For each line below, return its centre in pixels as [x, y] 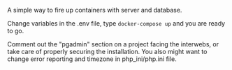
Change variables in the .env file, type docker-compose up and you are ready [116, 23]
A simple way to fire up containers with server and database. [95, 10]
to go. [16, 31]
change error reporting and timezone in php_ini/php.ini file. [92, 59]
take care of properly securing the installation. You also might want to [107, 52]
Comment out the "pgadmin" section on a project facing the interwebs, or [113, 44]
